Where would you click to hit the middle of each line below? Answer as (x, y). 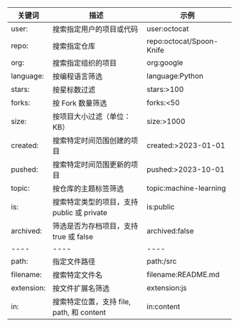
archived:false (170, 231)
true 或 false (73, 237)
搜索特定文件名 (78, 275)
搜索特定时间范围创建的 (92, 140)
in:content (164, 307)
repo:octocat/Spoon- (182, 41)
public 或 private (80, 213)
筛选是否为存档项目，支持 (95, 226)
